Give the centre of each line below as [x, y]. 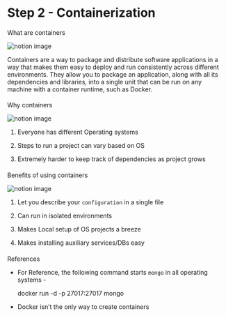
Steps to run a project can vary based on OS [81, 146]
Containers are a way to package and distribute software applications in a [113, 59]
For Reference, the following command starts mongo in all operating [113, 272]
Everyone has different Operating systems [78, 132]
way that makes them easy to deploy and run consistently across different [113, 67]
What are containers [37, 32]
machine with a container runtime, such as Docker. [80, 89]
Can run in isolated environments [65, 215]
